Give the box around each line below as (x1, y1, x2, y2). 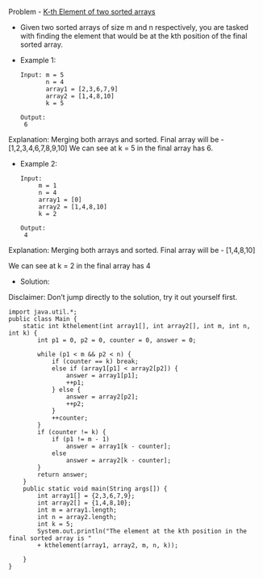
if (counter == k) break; (51, 357, 139, 365)
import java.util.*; (8, 308, 78, 316)
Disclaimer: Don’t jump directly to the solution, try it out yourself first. (8, 293, 238, 302)
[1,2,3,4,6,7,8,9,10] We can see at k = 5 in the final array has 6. (8, 143, 214, 153)
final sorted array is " (8, 534, 92, 542)
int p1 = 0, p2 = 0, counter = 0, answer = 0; (37, 336, 197, 344)
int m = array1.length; (37, 506, 117, 514)
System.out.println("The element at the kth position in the (37, 527, 248, 535)
